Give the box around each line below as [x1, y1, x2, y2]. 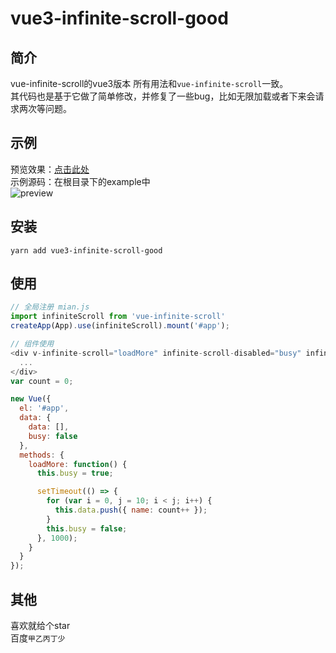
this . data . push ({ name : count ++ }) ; [54, 505, 208, 516]
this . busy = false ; [46, 523, 128, 534]
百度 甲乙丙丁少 [10, 632, 66, 644]
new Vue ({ [10, 394, 52, 404]
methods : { [19, 450, 65, 460]
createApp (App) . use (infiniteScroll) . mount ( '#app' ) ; [10, 321, 230, 331]
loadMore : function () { [28, 459, 128, 469]
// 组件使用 [10, 339, 55, 349]
